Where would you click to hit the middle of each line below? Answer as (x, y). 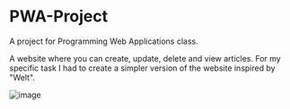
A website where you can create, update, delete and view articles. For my (145, 58)
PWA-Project (59, 17)
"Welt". (22, 77)
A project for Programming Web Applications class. (104, 41)
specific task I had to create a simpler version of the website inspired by (142, 68)
